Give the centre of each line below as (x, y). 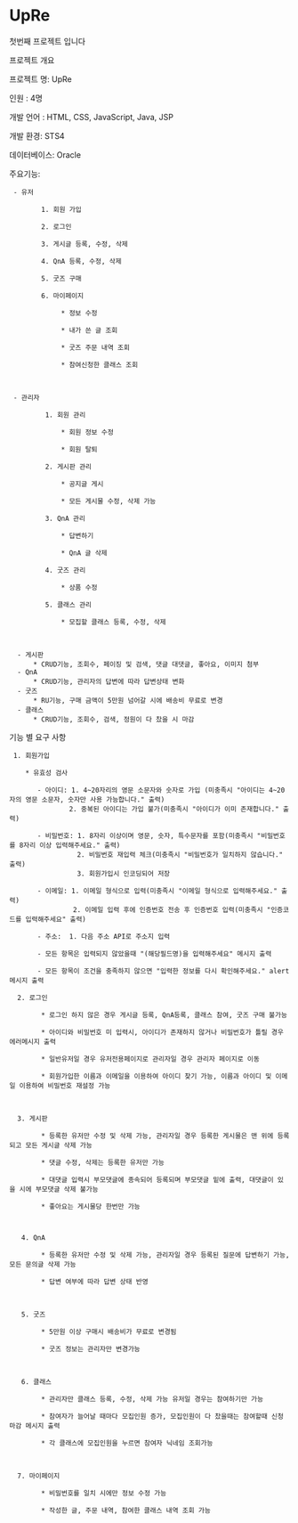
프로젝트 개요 (32, 60)
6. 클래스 (36, 1381)
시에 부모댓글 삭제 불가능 (59, 1189)
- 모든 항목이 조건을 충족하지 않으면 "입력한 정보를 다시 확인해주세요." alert (163, 971)
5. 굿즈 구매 (61, 278)
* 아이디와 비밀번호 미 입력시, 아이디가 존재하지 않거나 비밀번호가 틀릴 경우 (163, 1032)
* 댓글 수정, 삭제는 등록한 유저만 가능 (103, 1162)
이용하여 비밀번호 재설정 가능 (65, 1086)
